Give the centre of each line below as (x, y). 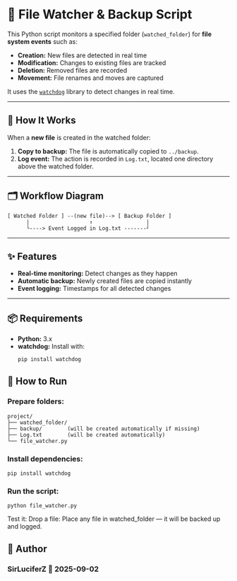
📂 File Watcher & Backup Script (100, 15)
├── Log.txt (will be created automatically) (86, 435)
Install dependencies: (45, 459)
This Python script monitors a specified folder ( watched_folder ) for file (109, 34)
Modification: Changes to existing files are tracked (92, 62)
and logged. (25, 527)
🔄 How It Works (42, 121)
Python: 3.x (35, 339)
